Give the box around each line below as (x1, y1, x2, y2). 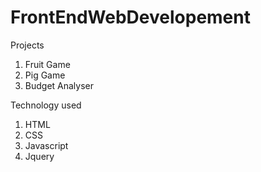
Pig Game (24, 69, 66, 81)
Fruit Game (24, 58, 71, 70)
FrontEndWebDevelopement (10, 6, 251, 29)
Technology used (10, 99, 82, 111)
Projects (10, 39, 45, 51)
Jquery (24, 150, 55, 162)
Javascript (24, 139, 69, 151)
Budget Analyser (24, 79, 95, 91)
